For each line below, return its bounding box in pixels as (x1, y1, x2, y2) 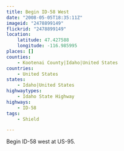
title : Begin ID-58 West (6, 8, 69, 15)
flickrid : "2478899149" (6, 25, 67, 32)
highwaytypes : (6, 88, 43, 94)
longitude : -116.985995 (17, 43, 78, 49)
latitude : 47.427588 (17, 37, 69, 43)
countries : (6, 65, 34, 72)
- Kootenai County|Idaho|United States (17, 59, 119, 65)
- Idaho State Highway (17, 93, 75, 99)
